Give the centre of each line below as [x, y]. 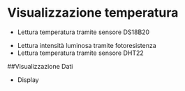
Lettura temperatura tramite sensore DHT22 [81, 53]
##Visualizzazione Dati [40, 66]
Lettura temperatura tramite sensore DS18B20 [83, 32]
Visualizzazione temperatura [93, 13]
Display [28, 80]
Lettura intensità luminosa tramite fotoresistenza [87, 45]
